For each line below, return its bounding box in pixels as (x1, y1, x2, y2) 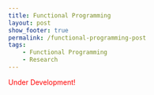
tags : (8, 41, 26, 49)
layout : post (8, 19, 51, 27)
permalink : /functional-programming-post (8, 33, 147, 42)
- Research (22, 56, 58, 64)
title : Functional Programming (8, 11, 111, 20)
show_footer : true (8, 26, 69, 34)
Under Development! (8, 77, 77, 87)
